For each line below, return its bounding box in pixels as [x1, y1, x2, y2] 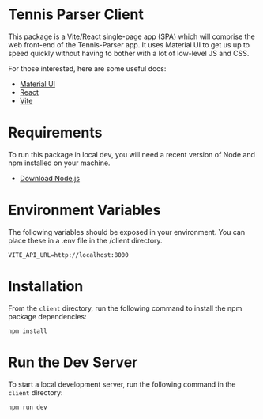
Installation [8, 277, 84, 295]
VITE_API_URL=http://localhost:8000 [8, 251, 129, 259]
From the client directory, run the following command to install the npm [8, 303, 242, 313]
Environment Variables [8, 202, 161, 219]
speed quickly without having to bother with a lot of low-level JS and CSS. [8, 48, 250, 58]
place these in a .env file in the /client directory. [8, 236, 163, 245]
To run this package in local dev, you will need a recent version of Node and [8, 149, 255, 159]
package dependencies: [8, 311, 87, 321]
